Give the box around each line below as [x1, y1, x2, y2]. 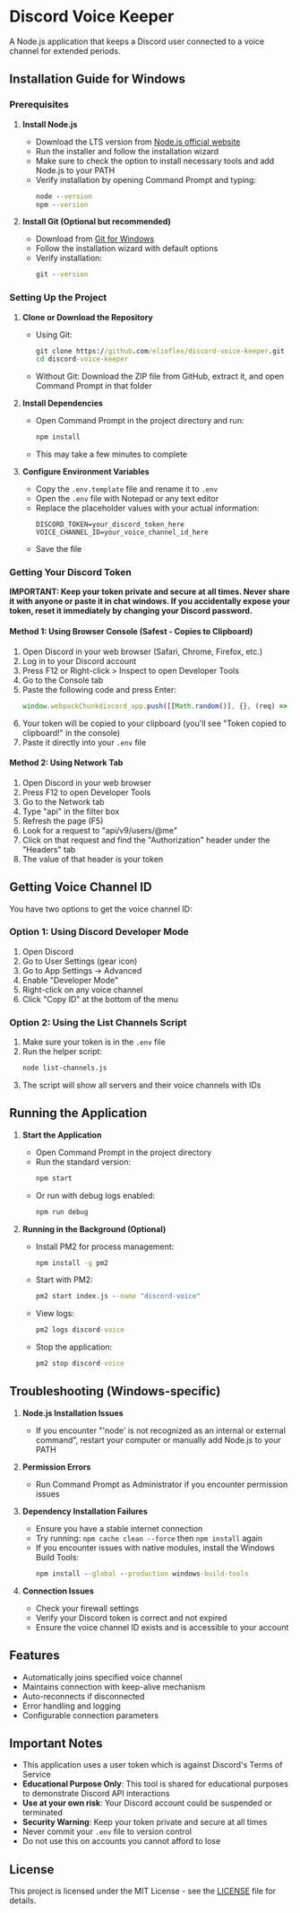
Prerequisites [9, 99, 69, 111]
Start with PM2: [35, 1274, 93, 1285]
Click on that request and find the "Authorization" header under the [21, 834, 270, 845]
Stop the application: [35, 1341, 113, 1352]
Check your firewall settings [35, 1603, 140, 1613]
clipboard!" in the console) [21, 727, 121, 738]
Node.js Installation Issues [21, 1407, 124, 1419]
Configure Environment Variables [21, 467, 150, 477]
